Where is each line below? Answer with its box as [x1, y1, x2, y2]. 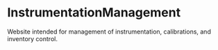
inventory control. [7, 34, 58, 42]
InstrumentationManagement [7, 5, 181, 21]
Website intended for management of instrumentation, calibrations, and [7, 27, 212, 36]
